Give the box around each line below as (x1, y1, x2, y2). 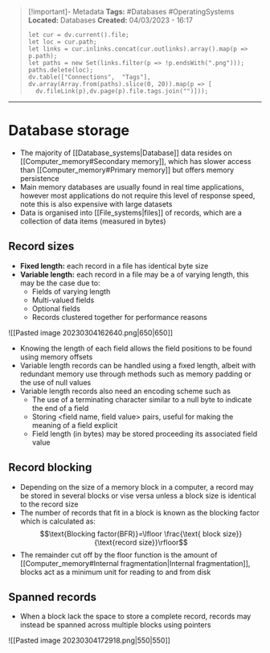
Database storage (8, 121, 130, 140)
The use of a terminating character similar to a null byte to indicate (31, 394, 252, 405)
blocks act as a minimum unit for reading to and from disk (19, 567, 211, 577)
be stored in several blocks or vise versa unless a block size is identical (19, 491, 256, 500)
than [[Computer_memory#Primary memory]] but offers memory (19, 165, 235, 175)
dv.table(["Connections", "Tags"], (27, 73, 151, 81)
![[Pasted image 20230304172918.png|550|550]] (8, 635, 171, 646)
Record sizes (8, 240, 75, 253)
